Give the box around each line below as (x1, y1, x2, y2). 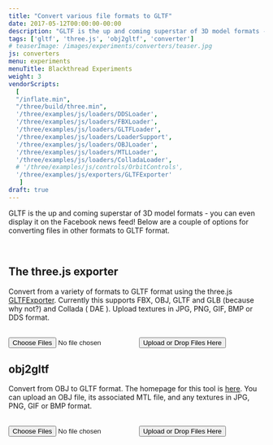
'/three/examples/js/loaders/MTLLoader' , (15, 148, 158, 156)
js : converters (8, 50, 60, 58)
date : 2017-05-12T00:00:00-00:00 (8, 20, 122, 28)
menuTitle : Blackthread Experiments (8, 65, 132, 73)
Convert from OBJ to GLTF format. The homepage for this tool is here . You (8, 384, 258, 394)
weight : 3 (8, 72, 42, 81)
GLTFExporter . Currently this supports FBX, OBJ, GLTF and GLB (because (8, 294, 254, 305)
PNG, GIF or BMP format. (8, 401, 92, 411)
